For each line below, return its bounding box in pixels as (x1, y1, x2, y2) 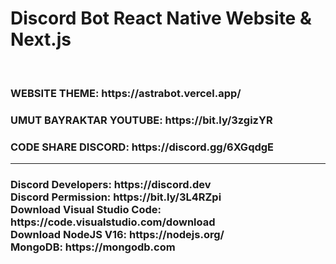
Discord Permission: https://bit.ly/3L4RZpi (10, 190, 222, 204)
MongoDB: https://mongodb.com (10, 240, 176, 254)
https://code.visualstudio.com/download (10, 215, 216, 229)
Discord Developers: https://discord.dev (10, 178, 212, 191)
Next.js (10, 28, 72, 51)
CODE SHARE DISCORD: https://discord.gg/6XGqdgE (10, 140, 275, 154)
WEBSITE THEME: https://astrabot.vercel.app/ (10, 86, 242, 100)
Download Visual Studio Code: (10, 203, 162, 216)
